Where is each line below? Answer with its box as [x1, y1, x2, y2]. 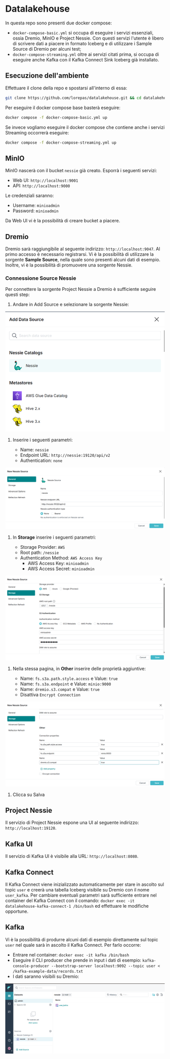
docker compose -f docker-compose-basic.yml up [5, 115, 108, 120]
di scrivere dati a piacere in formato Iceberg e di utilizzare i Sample [12, 40, 152, 46]
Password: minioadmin [12, 208, 59, 214]
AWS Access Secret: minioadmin [27, 566, 95, 572]
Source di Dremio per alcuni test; [12, 46, 81, 52]
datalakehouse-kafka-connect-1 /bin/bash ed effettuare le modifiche [5, 903, 149, 909]
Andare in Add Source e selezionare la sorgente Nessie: [12, 302, 129, 308]
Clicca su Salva [12, 791, 45, 798]
